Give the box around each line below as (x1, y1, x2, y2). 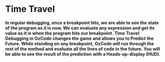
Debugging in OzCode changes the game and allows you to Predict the (5, 35, 154, 41)
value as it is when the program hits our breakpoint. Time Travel (5, 30, 140, 36)
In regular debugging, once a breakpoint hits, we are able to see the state (5, 20, 159, 26)
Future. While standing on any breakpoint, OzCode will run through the (5, 40, 154, 46)
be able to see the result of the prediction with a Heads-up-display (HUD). (5, 51, 161, 57)
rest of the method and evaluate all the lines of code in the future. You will (5, 46, 160, 52)
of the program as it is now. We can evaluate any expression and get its (5, 25, 155, 31)
